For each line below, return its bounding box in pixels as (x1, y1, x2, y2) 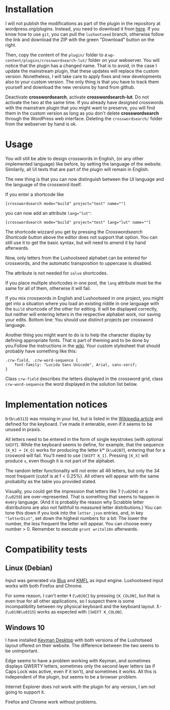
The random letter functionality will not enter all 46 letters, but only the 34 (5, 467, 160, 474)
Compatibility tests (5, 544, 88, 555)
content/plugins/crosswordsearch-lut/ (5, 58, 87, 63)
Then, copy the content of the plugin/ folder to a (5, 52, 108, 58)
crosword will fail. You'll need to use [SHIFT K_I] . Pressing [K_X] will (5, 452, 148, 458)
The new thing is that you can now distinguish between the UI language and (5, 176, 164, 182)
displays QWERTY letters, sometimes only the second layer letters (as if (5, 663, 155, 669)
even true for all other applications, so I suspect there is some (5, 598, 134, 604)
